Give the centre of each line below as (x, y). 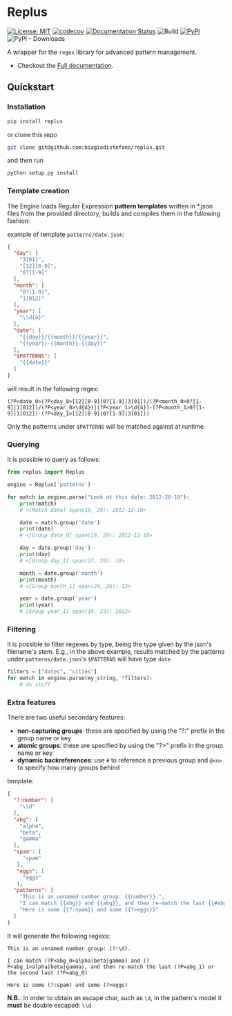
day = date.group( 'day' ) (55, 548)
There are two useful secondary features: (66, 718)
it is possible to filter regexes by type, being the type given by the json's (109, 644)
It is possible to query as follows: (54, 460)
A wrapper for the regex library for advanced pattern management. (102, 52)
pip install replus (35, 121)
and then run (25, 161)
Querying (23, 444)
